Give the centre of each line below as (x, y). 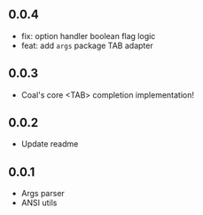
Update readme (50, 144)
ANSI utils (39, 203)
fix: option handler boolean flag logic (88, 36)
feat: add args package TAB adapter (87, 45)
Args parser (43, 194)
